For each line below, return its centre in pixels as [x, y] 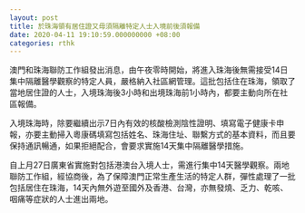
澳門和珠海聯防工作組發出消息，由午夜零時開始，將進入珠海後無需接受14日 [149, 70]
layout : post [34, 18]
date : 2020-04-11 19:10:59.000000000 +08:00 [95, 34]
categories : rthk [42, 43]
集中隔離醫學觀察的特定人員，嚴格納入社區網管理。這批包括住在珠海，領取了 [152, 82]
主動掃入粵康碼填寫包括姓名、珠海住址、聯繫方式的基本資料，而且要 [168, 135]
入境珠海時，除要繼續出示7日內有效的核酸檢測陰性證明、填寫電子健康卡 [143, 123]
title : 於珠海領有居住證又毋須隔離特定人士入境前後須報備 [105, 26]
